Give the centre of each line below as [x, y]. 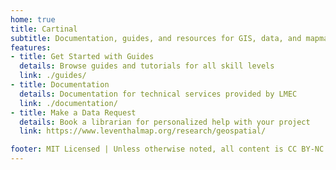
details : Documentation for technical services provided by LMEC [158, 94]
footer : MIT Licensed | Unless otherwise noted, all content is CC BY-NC [167, 149]
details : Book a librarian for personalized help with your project [165, 122]
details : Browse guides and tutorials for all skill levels [147, 66]
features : [31, 47]
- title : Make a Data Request [73, 112]
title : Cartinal [44, 29]
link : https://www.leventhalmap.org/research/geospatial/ [143, 131]
